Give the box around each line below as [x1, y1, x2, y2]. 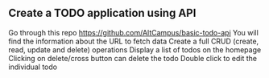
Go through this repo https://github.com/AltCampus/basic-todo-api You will [8, 27, 259, 37]
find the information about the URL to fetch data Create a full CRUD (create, [8, 36, 259, 46]
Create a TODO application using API [8, 6, 197, 20]
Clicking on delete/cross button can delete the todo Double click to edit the [8, 53, 258, 63]
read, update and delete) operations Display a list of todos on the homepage [8, 44, 262, 55]
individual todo [8, 62, 58, 72]
